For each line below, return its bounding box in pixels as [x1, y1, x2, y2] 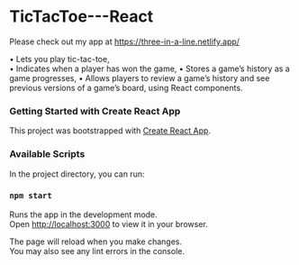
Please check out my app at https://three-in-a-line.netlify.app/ [9, 36, 240, 47]
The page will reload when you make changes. [9, 236, 183, 247]
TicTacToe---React [9, 6, 154, 27]
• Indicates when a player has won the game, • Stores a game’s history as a [9, 63, 290, 74]
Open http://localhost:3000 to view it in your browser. [9, 218, 209, 229]
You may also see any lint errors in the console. [9, 245, 185, 256]
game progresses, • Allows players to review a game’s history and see [9, 72, 270, 83]
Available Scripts [9, 148, 86, 160]
